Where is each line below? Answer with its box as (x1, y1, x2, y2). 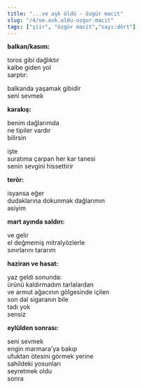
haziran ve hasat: (7, 259, 59, 268)
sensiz (7, 310, 27, 319)
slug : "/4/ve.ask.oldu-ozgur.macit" (7, 17, 114, 24)
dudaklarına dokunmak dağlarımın (7, 196, 106, 205)
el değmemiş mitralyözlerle (7, 238, 85, 247)
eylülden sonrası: (7, 324, 59, 332)
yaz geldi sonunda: (7, 273, 62, 282)
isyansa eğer (7, 189, 45, 198)
